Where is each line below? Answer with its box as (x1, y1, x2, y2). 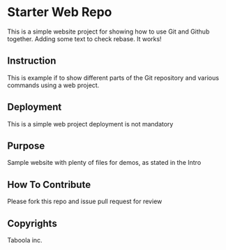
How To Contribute (7, 179, 91, 191)
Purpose (7, 140, 45, 152)
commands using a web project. (7, 81, 100, 89)
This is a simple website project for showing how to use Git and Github (7, 27, 210, 36)
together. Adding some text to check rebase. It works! (7, 34, 162, 43)
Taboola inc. (7, 236, 43, 244)
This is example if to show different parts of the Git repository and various (7, 73, 220, 82)
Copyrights (7, 217, 57, 229)
